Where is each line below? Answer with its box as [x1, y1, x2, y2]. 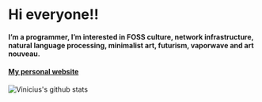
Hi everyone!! [8, 6, 99, 24]
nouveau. [8, 49, 41, 59]
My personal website [8, 67, 79, 77]
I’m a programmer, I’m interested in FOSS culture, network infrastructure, [8, 32, 254, 41]
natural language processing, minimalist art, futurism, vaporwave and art [8, 40, 255, 50]
